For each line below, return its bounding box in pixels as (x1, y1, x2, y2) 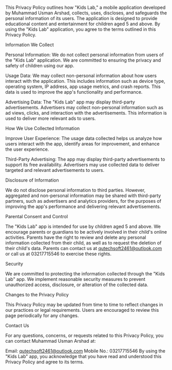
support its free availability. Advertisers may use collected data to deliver (5, 162, 160, 168)
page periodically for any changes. (5, 312, 79, 319)
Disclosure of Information (5, 177, 59, 183)
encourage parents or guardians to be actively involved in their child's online (5, 229, 167, 235)
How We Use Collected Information (5, 126, 80, 131)
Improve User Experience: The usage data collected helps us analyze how (5, 135, 162, 141)
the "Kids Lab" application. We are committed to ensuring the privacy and (5, 57, 161, 63)
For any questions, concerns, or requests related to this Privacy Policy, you (5, 332, 164, 339)
